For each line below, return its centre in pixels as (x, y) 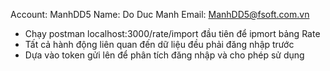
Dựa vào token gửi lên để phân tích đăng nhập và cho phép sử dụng (164, 55)
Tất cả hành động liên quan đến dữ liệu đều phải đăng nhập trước (159, 44)
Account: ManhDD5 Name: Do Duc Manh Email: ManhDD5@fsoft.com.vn (160, 14)
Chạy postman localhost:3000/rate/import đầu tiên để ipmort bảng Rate (172, 33)
